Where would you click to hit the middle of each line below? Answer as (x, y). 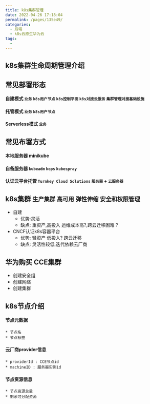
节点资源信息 (19, 379)
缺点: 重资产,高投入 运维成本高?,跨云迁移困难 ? (69, 225)
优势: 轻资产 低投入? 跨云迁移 (51, 238)
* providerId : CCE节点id (32, 362)
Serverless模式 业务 (26, 124)
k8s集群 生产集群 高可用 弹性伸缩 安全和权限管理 (73, 199)
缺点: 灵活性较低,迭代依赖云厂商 (54, 244)
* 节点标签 (15, 338)
